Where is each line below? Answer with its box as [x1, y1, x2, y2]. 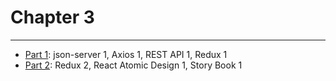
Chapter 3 [10, 6, 95, 29]
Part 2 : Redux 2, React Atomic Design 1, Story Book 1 [24, 59, 243, 71]
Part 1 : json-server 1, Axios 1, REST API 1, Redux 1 [24, 48, 228, 60]
